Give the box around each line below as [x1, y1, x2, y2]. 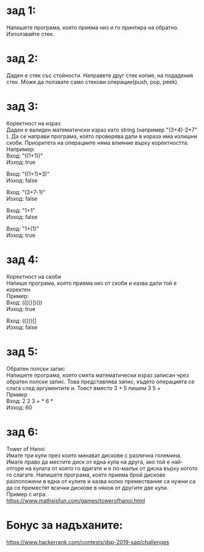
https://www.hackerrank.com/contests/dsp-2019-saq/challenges [6, 538, 169, 545]
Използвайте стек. [6, 30, 55, 37]
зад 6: [6, 425, 38, 439]
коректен [6, 285, 30, 293]
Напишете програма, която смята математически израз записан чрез [6, 371, 189, 379]
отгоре [6, 464, 24, 472]
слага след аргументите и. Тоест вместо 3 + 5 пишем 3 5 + [6, 384, 161, 391]
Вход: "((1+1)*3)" [6, 170, 50, 177]
